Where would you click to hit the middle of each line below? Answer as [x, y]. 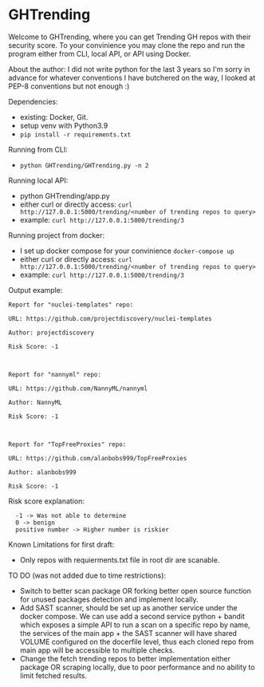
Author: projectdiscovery [51, 333]
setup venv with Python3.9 [64, 125]
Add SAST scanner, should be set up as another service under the [128, 607]
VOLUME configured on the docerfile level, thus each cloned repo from [137, 642]
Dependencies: [33, 101]
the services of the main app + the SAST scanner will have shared [128, 633]
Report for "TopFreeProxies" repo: [67, 444]
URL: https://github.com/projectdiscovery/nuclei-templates [110, 318]
